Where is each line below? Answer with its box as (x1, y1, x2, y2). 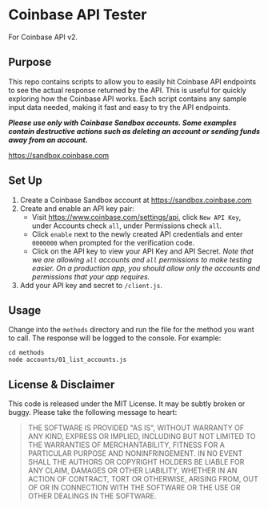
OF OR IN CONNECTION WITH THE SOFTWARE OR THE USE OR (27, 483, 241, 493)
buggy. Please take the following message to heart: (8, 408, 178, 417)
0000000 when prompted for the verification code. (31, 238, 194, 247)
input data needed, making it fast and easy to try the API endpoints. (8, 102, 230, 112)
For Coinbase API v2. (8, 32, 78, 42)
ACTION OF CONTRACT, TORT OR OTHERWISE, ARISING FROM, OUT (27, 474, 258, 484)
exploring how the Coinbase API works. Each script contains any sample (8, 94, 247, 104)
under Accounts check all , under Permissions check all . (31, 221, 222, 230)
